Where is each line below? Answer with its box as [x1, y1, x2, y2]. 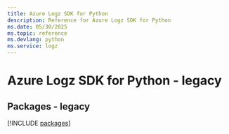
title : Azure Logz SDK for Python [7, 10, 109, 17]
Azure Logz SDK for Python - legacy [7, 73, 223, 89]
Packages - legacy [7, 100, 90, 112]
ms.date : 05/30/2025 [7, 23, 68, 30]
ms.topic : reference [7, 29, 68, 37]
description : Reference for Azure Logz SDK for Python [7, 17, 171, 24]
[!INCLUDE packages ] [7, 119, 71, 127]
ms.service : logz [7, 43, 58, 50]
